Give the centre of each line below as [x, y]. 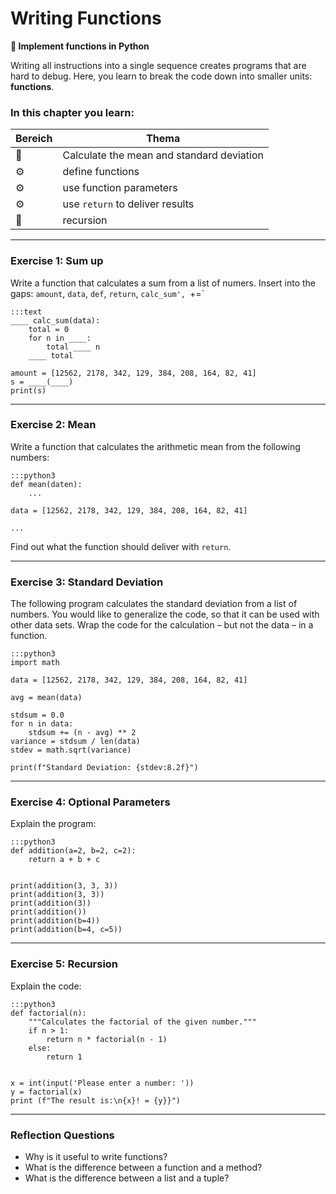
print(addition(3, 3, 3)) [64, 886]
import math [35, 663]
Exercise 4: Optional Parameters [90, 802]
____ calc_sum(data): [55, 320]
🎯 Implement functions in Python [80, 46]
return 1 [64, 1057]
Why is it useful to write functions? [96, 1157]
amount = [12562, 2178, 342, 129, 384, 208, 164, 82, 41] [133, 373]
